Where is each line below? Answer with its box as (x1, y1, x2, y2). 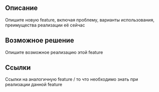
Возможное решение (5, 36, 74, 45)
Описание (5, 4, 38, 12)
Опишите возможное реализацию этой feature (5, 49, 103, 55)
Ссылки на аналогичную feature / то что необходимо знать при (5, 76, 138, 82)
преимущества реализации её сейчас (5, 22, 85, 28)
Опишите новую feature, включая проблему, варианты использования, (5, 17, 155, 23)
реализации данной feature (5, 82, 63, 88)
